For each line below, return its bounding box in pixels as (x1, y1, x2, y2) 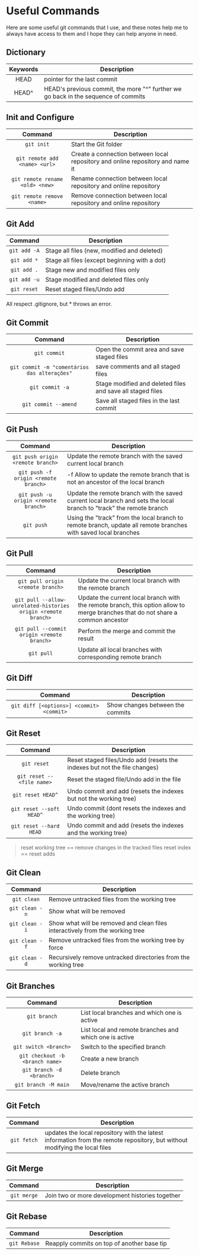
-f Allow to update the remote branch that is (67, 471, 190, 479)
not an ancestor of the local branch (67, 478, 165, 486)
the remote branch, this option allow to (78, 600, 185, 609)
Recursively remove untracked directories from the (48, 953, 190, 961)
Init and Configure (6, 112, 75, 122)
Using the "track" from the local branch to (67, 514, 184, 521)
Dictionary (6, 48, 46, 58)
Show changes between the (106, 700, 185, 709)
